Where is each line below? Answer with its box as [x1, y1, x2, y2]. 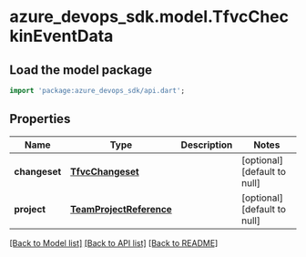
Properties [9, 111, 71, 127]
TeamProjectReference [69, 202, 173, 215]
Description [180, 139, 233, 151]
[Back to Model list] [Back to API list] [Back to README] [9, 237, 219, 248]
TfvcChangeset [69, 165, 139, 178]
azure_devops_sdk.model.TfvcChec [9, 6, 290, 27]
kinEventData [9, 26, 114, 46]
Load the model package [9, 62, 153, 77]
